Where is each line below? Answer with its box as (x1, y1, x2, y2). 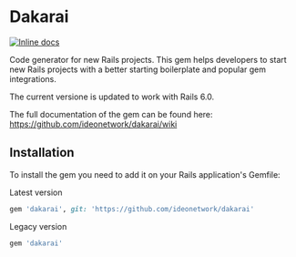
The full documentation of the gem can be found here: (9, 108, 213, 119)
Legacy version (9, 221, 67, 231)
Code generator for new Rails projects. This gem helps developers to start (9, 54, 287, 65)
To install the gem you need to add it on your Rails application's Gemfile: (9, 169, 281, 180)
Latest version (9, 187, 63, 198)
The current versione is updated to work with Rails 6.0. (9, 91, 215, 102)
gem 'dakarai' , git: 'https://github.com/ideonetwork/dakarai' (9, 204, 255, 213)
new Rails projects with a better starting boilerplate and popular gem (9, 64, 267, 75)
